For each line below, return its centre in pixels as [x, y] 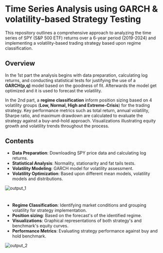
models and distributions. [37, 179]
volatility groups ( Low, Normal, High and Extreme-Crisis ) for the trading [77, 105]
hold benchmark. [29, 236]
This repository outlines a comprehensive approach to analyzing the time [78, 33]
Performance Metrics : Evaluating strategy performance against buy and [85, 231]
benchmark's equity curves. [40, 226]
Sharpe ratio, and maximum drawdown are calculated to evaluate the [74, 116]
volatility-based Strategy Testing [73, 19]
